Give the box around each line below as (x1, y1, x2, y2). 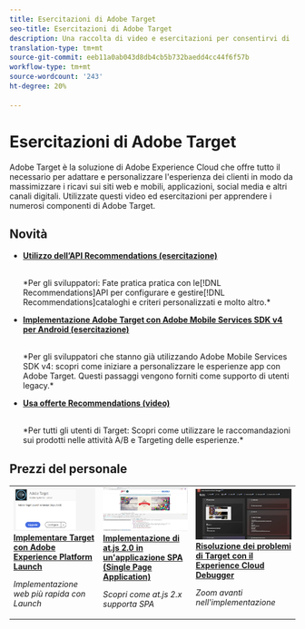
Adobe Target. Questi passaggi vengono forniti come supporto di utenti (22, 370, 290, 381)
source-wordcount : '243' (9, 73, 103, 82)
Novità (9, 226, 48, 241)
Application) (103, 572, 152, 583)
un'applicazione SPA (103, 552, 183, 563)
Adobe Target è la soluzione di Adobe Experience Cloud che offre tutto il (9, 162, 280, 172)
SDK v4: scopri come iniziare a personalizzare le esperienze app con (22, 361, 281, 372)
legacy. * (22, 380, 54, 391)
